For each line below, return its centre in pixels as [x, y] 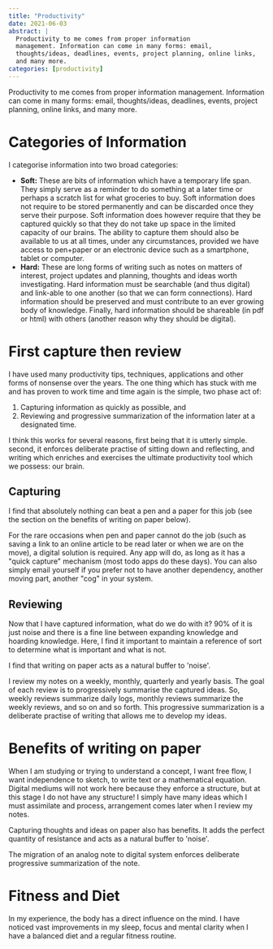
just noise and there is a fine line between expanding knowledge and [123, 633]
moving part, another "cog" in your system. [81, 579]
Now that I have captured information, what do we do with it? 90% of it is [131, 624]
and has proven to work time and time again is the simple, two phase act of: [135, 391]
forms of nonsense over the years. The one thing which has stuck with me [133, 382]
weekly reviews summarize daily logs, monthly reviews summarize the [126, 699]
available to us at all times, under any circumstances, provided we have [140, 241]
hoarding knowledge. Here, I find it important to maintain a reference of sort [135, 641]
